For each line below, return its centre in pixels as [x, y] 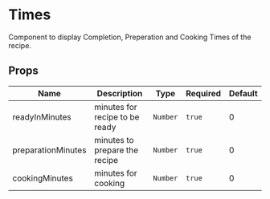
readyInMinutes [42, 116]
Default [243, 93]
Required [204, 93]
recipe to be [117, 116]
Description [120, 93]
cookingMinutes [43, 178]
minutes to [114, 140]
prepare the [117, 150]
